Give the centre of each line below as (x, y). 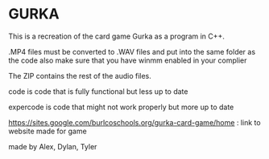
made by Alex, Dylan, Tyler (53, 146)
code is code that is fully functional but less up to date (98, 91)
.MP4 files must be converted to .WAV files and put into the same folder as (132, 51)
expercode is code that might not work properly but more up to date (121, 107)
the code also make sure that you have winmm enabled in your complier (128, 60)
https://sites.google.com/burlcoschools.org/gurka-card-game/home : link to (134, 122)
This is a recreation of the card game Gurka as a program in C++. (117, 36)
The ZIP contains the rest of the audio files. (80, 75)
